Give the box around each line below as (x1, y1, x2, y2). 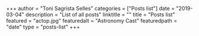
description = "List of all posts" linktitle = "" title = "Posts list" (26, 11, 175, 18)
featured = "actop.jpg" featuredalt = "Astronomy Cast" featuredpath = (6, 17, 177, 24)
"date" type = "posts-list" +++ (6, 23, 80, 30)
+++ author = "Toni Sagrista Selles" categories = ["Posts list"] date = (6, 5, 175, 12)
